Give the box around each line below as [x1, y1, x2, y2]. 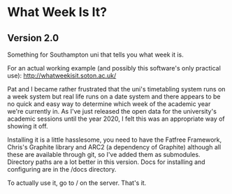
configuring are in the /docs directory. [7, 165, 117, 173]
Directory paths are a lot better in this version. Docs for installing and [7, 158, 205, 166]
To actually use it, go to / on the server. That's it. [7, 179, 147, 187]
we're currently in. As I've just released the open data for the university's [7, 107, 217, 115]
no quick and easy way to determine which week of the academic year [7, 100, 211, 108]
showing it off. [7, 122, 48, 130]
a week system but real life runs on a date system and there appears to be [7, 92, 222, 100]
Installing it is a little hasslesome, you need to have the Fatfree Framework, [7, 135, 222, 144]
